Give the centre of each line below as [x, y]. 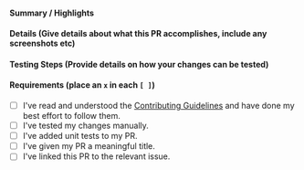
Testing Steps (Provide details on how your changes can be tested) [139, 64]
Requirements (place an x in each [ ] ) [82, 85]
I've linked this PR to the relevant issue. [96, 156]
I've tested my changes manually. [85, 126]
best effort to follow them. [71, 116]
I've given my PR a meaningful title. [89, 146]
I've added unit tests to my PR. [80, 136]
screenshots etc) [42, 43]
